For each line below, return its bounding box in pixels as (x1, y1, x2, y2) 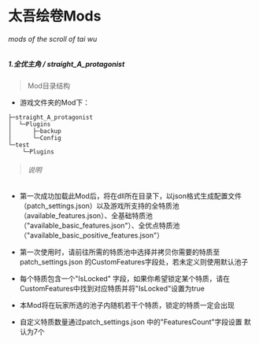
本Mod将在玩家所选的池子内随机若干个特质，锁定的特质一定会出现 (19, 300, 235, 309)
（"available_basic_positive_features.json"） (19, 230, 164, 240)
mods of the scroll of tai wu (8, 34, 98, 43)
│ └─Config (8, 134, 61, 142)
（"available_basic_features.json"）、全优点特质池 (19, 220, 180, 230)
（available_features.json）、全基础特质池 (19, 210, 154, 220)
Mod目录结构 (27, 80, 71, 91)
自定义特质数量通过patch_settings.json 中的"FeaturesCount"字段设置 (19, 316, 242, 327)
